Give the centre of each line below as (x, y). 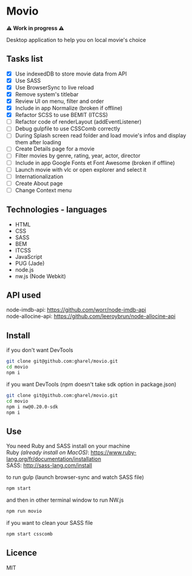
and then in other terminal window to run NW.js (65, 500)
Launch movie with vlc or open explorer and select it (81, 169)
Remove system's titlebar (47, 94)
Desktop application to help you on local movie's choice (76, 40)
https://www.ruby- (113, 452)
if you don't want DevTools (40, 350)
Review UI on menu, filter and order (60, 101)
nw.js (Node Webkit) (40, 276)
